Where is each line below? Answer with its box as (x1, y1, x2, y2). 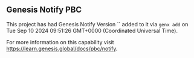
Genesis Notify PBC (6, 5, 82, 15)
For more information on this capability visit (6, 38, 114, 45)
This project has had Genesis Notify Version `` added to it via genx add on (6, 20, 189, 28)
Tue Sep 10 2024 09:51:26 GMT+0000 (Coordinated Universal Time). (6, 27, 178, 34)
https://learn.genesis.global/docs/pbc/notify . (6, 45, 118, 52)
